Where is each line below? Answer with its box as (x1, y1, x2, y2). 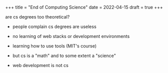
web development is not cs (12, 62, 69, 68)
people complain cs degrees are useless (12, 23, 97, 29)
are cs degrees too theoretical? (5, 14, 70, 19)
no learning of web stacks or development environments (12, 33, 130, 39)
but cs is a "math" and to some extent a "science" (12, 52, 116, 58)
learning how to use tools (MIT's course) (12, 43, 97, 49)
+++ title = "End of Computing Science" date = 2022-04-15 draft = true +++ (5, 4, 163, 10)
